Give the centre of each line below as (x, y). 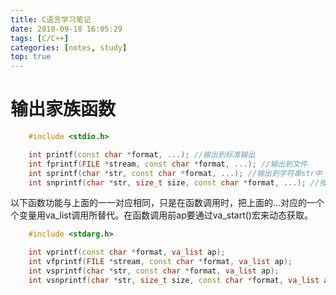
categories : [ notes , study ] (69, 47)
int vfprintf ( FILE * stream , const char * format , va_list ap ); (160, 262)
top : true (31, 57)
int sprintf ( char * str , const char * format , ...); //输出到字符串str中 (175, 173)
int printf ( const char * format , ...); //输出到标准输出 (142, 154)
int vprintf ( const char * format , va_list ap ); (127, 252)
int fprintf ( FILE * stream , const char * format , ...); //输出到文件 (168, 164)
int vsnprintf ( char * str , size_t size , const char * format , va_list (174, 280)
